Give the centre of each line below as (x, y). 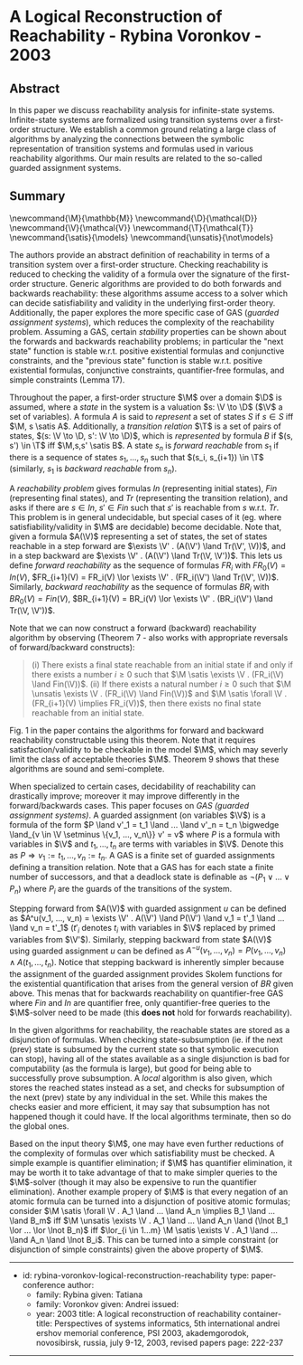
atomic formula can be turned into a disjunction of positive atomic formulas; (150, 1201)
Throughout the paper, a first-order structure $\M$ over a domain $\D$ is (146, 397)
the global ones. (39, 1126)
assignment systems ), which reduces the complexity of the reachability (142, 322)
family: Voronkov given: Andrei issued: (107, 1303)
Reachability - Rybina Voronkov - (136, 36)
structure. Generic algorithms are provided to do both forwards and (156, 283)
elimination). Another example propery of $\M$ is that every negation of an (149, 1191)
